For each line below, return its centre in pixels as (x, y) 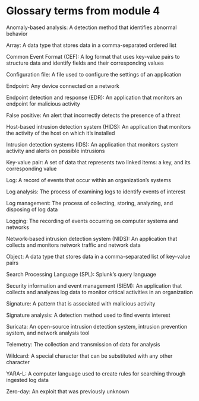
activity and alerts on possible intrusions (56, 151)
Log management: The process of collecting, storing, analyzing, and (90, 203)
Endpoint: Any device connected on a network (63, 86)
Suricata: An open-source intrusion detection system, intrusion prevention (97, 326)
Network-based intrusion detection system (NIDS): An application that (92, 238)
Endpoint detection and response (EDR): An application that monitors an (94, 97)
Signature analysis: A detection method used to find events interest (88, 315)
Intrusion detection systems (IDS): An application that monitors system (93, 144)
